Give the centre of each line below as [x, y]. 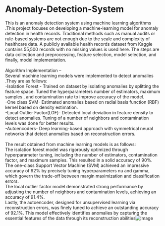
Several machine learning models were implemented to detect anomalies [79, 75]
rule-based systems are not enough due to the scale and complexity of [78, 39]
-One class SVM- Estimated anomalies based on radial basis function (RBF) [82, 102]
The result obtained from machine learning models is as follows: [71, 144]
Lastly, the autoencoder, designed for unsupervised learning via [70, 202]
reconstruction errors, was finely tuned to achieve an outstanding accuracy [82, 208]
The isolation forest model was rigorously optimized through [67, 150]
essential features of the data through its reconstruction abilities [70, 218]
